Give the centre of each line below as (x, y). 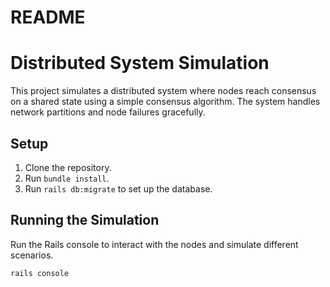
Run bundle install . (67, 178)
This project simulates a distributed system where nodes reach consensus (163, 91)
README (48, 17)
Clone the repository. (68, 167)
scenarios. (32, 255)
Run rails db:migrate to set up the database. (118, 188)
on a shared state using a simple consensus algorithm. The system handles (165, 102)
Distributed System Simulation (140, 63)
